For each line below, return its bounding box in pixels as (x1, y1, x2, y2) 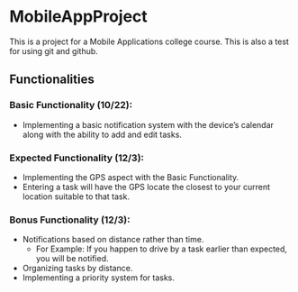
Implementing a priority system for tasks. (22, 272, 176, 283)
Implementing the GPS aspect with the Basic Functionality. (22, 171, 239, 182)
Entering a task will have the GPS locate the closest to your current (22, 181, 271, 192)
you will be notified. (35, 253, 110, 264)
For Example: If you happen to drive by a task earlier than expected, (35, 243, 288, 254)
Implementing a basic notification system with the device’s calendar (22, 119, 275, 130)
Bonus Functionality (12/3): (9, 214, 131, 226)
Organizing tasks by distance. (22, 263, 133, 274)
